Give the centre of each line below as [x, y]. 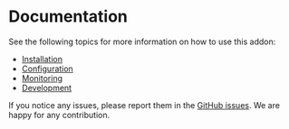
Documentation [68, 17]
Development [47, 88]
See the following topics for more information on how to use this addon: [142, 41]
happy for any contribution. [59, 115]
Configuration [47, 69]
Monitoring [42, 78]
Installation [42, 59]
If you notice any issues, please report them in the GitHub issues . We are [144, 105]
